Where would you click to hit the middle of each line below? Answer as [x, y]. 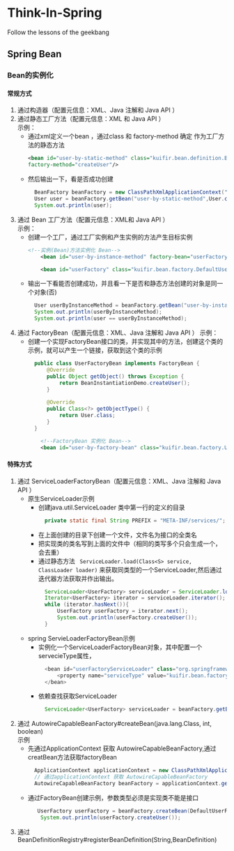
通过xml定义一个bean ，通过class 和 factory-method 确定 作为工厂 [123, 136]
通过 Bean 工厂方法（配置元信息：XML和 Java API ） [93, 219]
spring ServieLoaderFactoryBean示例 [81, 638]
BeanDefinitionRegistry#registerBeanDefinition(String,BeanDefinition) [117, 839]
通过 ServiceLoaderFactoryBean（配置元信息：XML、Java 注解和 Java [119, 481]
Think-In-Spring [55, 13]
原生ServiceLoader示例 [61, 498]
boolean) [30, 732]
